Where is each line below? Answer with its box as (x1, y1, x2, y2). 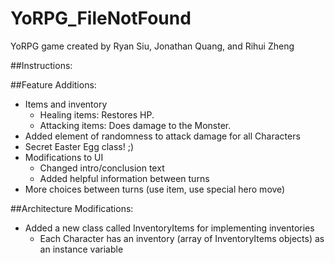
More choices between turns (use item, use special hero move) (24, 183, 286, 195)
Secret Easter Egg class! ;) (24, 140, 134, 152)
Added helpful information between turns (39, 172, 210, 184)
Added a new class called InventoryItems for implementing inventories (24, 222, 315, 234)
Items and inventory (24, 98, 108, 110)
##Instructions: (10, 59, 73, 71)
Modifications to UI (24, 151, 104, 163)
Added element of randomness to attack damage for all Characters (24, 130, 301, 142)
